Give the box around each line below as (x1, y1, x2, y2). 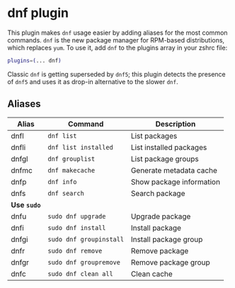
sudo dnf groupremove (47, 258, 120, 266)
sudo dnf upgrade (47, 212, 106, 220)
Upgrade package (130, 211, 191, 221)
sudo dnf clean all (47, 270, 113, 277)
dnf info (47, 178, 77, 185)
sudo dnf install (47, 224, 106, 231)
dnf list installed (47, 143, 113, 151)
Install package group (130, 234, 203, 244)
